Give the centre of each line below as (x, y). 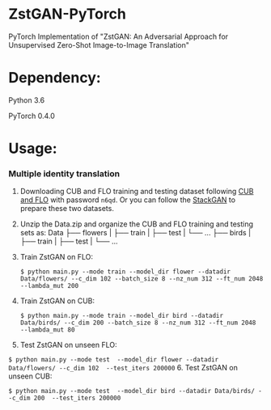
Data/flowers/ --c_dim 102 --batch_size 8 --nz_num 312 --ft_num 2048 (142, 279)
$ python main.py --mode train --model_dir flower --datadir (125, 272)
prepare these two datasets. (67, 209)
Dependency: (55, 78)
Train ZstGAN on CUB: (57, 301)
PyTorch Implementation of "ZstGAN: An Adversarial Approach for (119, 36)
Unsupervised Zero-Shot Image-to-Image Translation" (99, 44)
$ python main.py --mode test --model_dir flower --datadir (114, 360)
